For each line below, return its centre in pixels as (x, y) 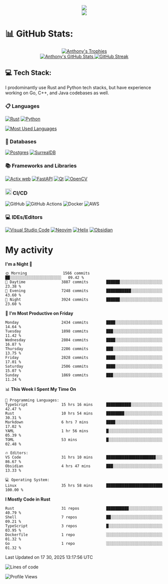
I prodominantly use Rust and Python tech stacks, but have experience (78, 87)
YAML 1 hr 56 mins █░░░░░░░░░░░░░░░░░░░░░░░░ (84, 431)
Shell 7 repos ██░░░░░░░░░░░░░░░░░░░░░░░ (84, 517)
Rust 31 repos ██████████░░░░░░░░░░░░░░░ (84, 509)
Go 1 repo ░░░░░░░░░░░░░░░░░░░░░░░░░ (84, 544)
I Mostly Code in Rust (28, 499)
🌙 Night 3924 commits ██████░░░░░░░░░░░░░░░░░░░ (84, 300)
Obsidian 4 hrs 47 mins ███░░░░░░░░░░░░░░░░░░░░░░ (84, 466)
